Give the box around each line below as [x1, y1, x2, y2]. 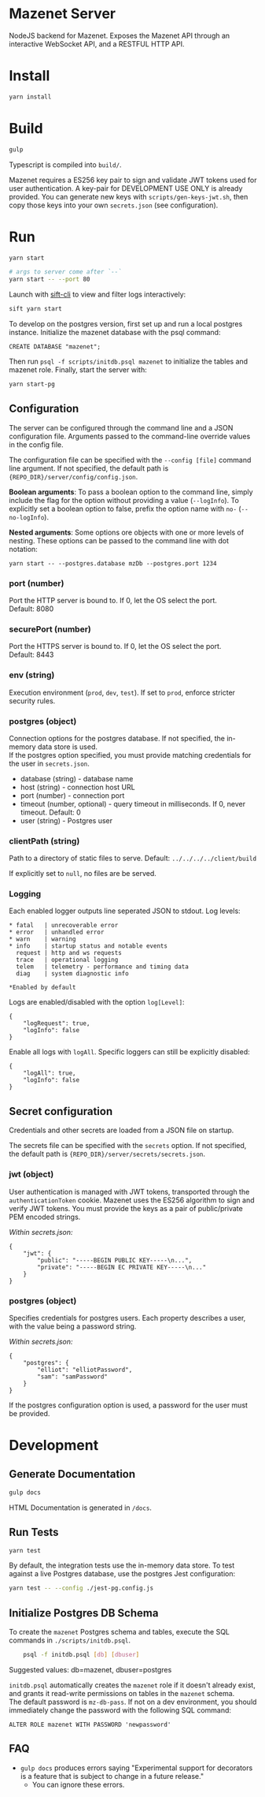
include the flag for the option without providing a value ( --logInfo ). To [9, 495, 239, 505]
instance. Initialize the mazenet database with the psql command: [9, 328, 221, 337]
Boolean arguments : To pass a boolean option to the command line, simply [9, 487, 254, 497]
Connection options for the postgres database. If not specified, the [9, 733, 225, 743]
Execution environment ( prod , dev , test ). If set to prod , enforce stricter [9, 688, 235, 697]
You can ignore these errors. [31, 1780, 125, 1789]
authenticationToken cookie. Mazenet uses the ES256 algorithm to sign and [9, 1195, 255, 1205]
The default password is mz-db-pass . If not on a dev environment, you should [9, 1697, 257, 1706]
